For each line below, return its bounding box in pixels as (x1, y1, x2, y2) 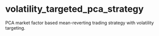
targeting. (5, 25, 26, 31)
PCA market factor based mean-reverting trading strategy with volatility (5, 20, 154, 26)
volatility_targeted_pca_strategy (5, 3, 144, 15)
